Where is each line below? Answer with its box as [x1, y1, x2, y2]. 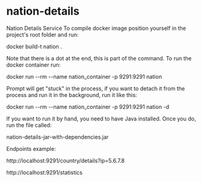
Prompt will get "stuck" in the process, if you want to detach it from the [6, 84, 185, 92]
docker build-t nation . [6, 43, 62, 50]
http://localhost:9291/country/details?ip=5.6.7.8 [6, 157, 125, 164]
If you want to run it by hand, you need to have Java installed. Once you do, [6, 115, 197, 122]
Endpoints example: [6, 145, 56, 152]
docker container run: [6, 61, 61, 68]
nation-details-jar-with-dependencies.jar [6, 133, 109, 140]
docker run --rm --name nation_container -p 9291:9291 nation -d [6, 103, 170, 111]
